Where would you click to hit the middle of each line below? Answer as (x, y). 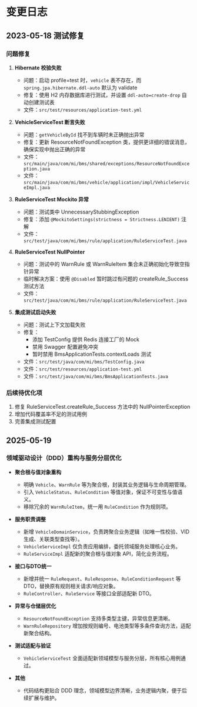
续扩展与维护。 (41, 698)
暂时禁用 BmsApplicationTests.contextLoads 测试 (92, 354)
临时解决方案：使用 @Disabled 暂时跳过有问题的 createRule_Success (106, 279)
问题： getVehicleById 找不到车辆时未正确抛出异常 (84, 134)
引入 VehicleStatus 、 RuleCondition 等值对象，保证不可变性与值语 (103, 492)
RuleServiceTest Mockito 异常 (52, 199)
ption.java (37, 169)
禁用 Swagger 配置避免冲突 (65, 346)
